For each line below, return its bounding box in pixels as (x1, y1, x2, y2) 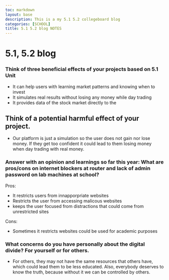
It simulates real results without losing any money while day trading (12, 94, 152, 100)
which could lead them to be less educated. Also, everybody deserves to (12, 264, 164, 270)
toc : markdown (5, 7, 35, 13)
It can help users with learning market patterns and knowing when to (12, 84, 155, 90)
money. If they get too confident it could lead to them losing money (12, 141, 152, 147)
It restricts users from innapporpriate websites (12, 192, 109, 198)
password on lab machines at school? (5, 171, 100, 178)
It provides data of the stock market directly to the (12, 99, 117, 106)
